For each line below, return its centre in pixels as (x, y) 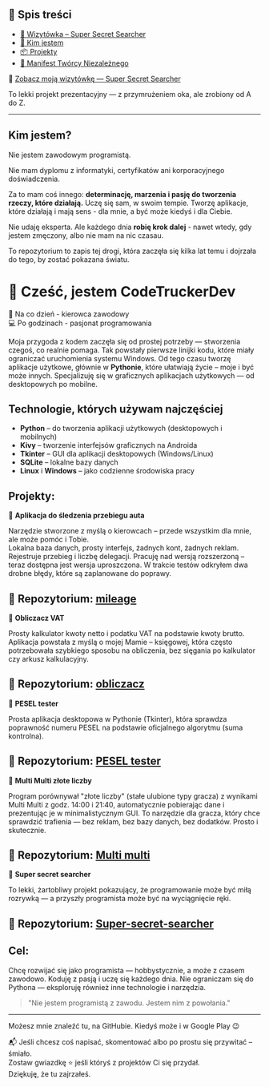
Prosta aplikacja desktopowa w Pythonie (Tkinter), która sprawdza (118, 719)
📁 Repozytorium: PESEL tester (85, 761)
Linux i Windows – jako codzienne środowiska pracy (107, 471)
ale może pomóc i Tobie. (49, 539)
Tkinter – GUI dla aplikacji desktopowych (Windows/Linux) (116, 454)
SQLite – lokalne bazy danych (69, 462)
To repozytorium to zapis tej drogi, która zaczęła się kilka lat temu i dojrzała (132, 251)
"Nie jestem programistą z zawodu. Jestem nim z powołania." (129, 1003)
